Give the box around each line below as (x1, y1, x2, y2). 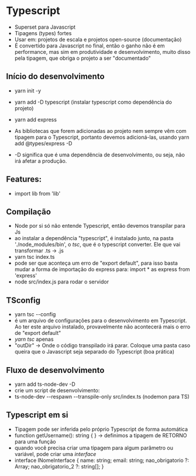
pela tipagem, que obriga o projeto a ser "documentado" (14, 54, 151, 61)
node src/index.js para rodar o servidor (14, 278, 109, 285)
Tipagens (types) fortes (14, 29, 72, 36)
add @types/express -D (14, 139, 73, 147)
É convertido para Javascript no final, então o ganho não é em (14, 42, 165, 49)
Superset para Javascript (14, 23, 76, 30)
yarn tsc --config (14, 311, 56, 318)
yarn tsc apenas (14, 335, 54, 343)
